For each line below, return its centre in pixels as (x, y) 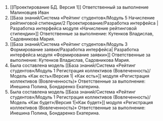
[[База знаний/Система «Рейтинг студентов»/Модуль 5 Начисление (82, 18)
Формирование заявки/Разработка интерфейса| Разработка (74, 50)
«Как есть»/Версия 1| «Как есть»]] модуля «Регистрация (89, 76)
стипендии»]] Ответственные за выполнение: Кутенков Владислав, (81, 34)
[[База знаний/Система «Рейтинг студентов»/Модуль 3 (69, 44)
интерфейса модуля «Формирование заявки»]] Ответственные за (80, 55)
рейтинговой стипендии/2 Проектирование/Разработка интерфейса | (84, 23)
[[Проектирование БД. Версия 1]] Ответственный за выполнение (79, 7)
